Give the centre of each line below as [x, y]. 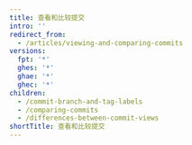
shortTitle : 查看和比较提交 [57, 127]
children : [28, 93]
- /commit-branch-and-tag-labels [80, 101]
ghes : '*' [36, 68]
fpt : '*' [34, 59]
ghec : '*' [36, 85]
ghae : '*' [36, 77]
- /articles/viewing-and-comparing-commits [100, 43]
